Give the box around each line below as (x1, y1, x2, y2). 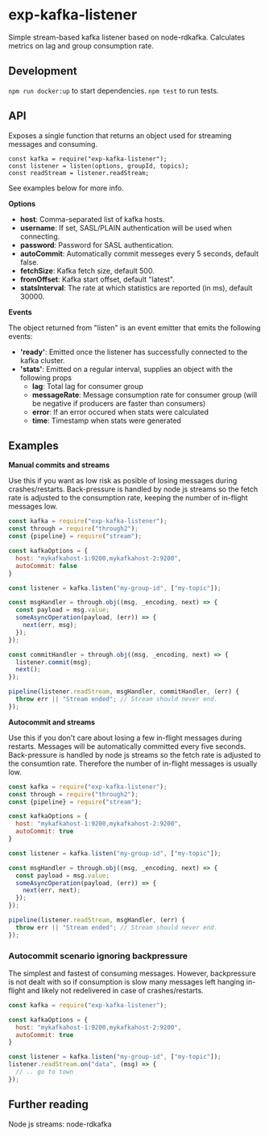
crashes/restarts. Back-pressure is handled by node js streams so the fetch (8, 484, 259, 494)
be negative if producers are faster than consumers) (31, 398, 206, 408)
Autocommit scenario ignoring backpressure (8, 950, 188, 961)
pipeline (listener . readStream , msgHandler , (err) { (8, 916, 185, 924)
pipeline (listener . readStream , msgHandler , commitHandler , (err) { (8, 688, 240, 696)
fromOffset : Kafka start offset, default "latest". (19, 274, 176, 284)
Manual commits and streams (8, 460, 110, 470)
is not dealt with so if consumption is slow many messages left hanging (8, 976, 245, 986)
